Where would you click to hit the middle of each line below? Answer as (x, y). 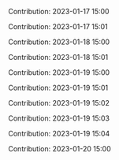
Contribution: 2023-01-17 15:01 (58, 26)
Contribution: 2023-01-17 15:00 (59, 11)
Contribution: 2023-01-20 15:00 (60, 149)
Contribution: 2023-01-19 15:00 (59, 73)
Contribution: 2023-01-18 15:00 (59, 42)
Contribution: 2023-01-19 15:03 (59, 118)
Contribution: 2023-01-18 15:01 (58, 57)
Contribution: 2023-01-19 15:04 (59, 134)
